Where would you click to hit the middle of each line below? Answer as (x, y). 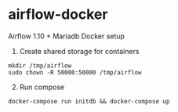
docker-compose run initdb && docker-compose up (89, 101)
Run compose (42, 87)
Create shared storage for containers (79, 51)
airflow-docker (58, 14)
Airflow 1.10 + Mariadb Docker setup (67, 36)
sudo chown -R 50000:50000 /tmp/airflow (75, 72)
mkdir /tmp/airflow (40, 65)
